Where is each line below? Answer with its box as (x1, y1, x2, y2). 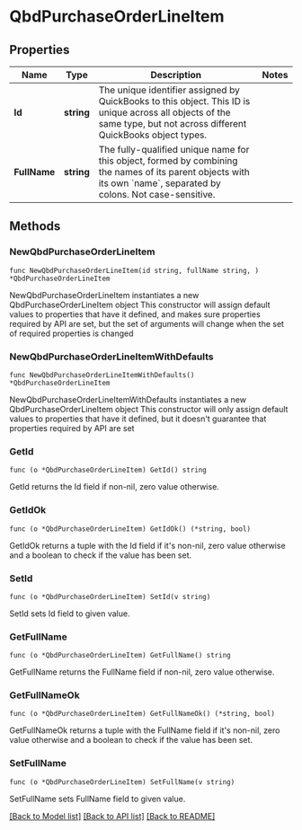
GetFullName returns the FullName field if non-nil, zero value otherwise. (9, 667, 275, 677)
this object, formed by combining (98, 155, 238, 167)
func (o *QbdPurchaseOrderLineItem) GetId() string (9, 465, 207, 475)
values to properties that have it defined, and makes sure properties (9, 308, 261, 320)
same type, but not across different (98, 118, 247, 129)
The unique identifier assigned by (98, 84, 240, 96)
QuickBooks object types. (98, 128, 208, 141)
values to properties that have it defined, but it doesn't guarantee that (9, 413, 267, 424)
